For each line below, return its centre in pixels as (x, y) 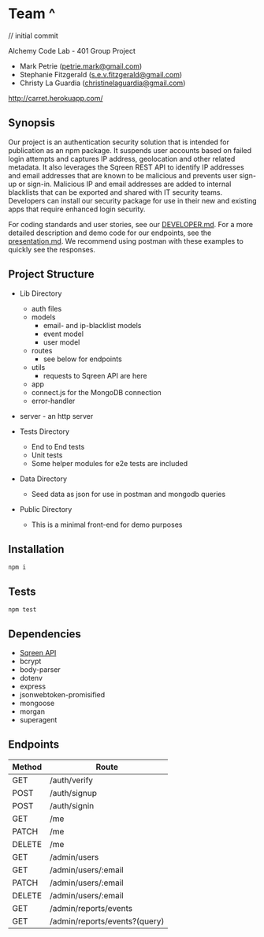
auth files (46, 308)
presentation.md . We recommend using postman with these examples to (126, 241)
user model (61, 342)
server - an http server (56, 416)
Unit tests (47, 455)
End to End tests (58, 446)
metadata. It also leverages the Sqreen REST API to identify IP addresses (126, 167)
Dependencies (45, 634)
